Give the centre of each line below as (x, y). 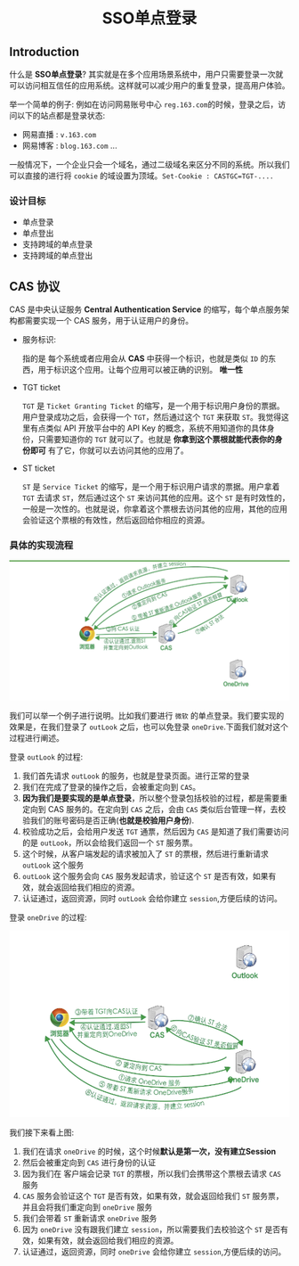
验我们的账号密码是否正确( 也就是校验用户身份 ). (108, 820)
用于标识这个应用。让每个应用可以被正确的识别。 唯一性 (140, 370)
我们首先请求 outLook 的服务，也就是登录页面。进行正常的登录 (136, 776)
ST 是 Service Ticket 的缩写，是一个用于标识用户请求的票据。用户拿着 (151, 487)
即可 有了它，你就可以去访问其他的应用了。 (109, 450)
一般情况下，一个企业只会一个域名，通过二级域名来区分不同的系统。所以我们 (149, 164)
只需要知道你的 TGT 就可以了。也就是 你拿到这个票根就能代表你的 (157, 440)
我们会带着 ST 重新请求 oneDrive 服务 (89, 1218)
